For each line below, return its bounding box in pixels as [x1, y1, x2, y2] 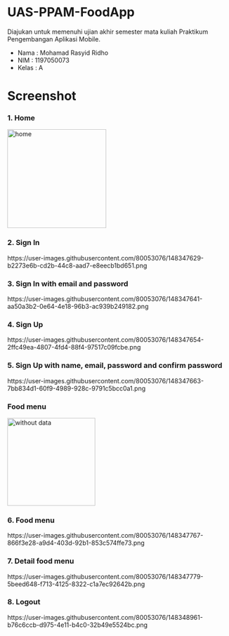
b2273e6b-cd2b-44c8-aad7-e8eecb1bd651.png [7, 261, 148, 270]
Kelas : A [17, 63, 44, 72]
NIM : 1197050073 [17, 55, 70, 64]
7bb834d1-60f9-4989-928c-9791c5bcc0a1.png [7, 384, 146, 392]
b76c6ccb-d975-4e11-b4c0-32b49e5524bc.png [7, 621, 148, 629]
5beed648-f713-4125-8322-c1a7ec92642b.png [7, 580, 145, 588]
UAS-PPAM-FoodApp [7, 4, 135, 20]
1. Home [7, 113, 35, 123]
